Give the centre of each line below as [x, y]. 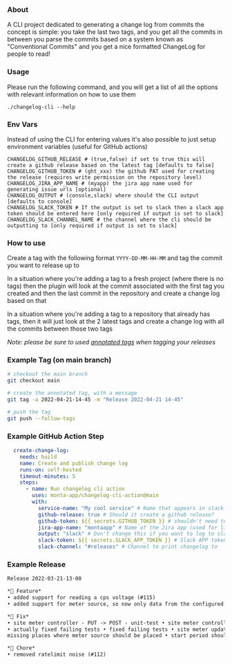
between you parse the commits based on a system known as [95, 39]
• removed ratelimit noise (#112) [57, 655]
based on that [27, 301]
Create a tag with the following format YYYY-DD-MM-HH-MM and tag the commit [115, 258]
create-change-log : [41, 451]
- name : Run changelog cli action [75, 489]
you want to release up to [43, 265]
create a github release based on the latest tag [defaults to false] [111, 165]
